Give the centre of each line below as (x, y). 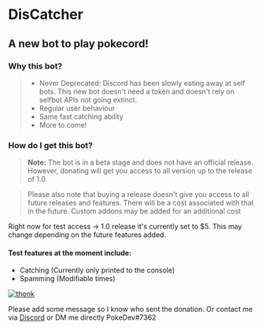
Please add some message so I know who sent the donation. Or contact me (131, 310)
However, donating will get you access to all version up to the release (140, 171)
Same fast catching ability (81, 117)
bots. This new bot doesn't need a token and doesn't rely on (137, 91)
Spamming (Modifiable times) (67, 279)
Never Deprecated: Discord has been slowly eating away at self (142, 83)
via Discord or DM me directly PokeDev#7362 (82, 317)
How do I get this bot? (50, 145)
